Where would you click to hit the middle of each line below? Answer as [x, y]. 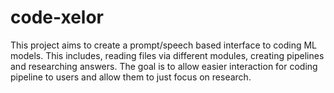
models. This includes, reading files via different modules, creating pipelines [167, 55]
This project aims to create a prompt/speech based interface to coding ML [164, 45]
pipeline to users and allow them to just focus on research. [131, 77]
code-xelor [57, 17]
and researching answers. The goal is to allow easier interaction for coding [164, 66]
